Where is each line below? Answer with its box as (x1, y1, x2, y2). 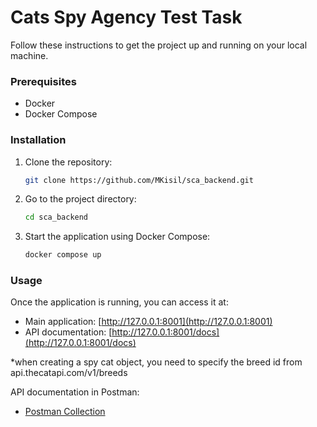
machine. (10, 49, 49, 61)
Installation (10, 133, 67, 147)
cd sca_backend (24, 212, 89, 223)
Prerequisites (10, 74, 77, 88)
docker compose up (24, 250, 102, 260)
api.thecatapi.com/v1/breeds (10, 367, 128, 379)
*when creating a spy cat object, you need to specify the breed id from (10, 356, 303, 368)
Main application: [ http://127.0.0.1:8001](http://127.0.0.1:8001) (24, 316, 273, 328)
